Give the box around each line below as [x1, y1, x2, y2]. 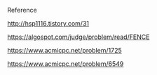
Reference [7, 6, 37, 14]
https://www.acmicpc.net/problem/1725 [7, 47, 122, 54]
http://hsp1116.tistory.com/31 [7, 19, 90, 27]
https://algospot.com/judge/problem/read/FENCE [7, 33, 150, 41]
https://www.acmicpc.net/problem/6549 [7, 60, 124, 68]
